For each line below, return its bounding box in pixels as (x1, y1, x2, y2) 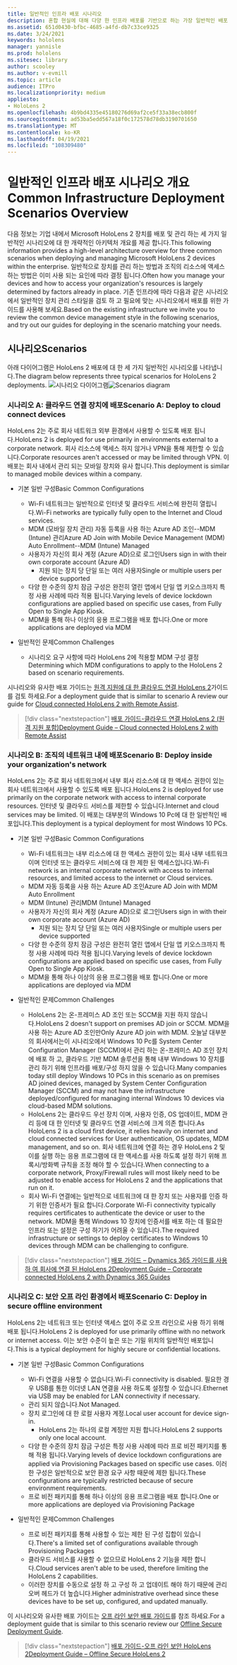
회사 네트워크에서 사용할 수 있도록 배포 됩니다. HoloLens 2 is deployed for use (7, 785, 224, 794)
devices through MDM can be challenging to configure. (28, 1242, 189, 1250)
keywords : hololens (7, 37, 65, 44)
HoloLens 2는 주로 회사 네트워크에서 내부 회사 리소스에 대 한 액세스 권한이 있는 (7, 777, 224, 785)
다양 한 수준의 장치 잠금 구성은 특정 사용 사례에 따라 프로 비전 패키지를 (28, 1441, 220, 1450)
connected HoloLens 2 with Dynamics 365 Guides (24, 1273, 171, 1281)
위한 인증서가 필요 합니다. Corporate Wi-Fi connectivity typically (35, 1201, 217, 1209)
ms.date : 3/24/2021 (7, 30, 65, 38)
